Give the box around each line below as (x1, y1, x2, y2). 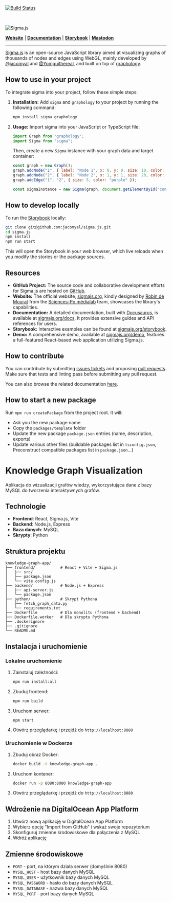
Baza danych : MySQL (12, 527, 59, 533)
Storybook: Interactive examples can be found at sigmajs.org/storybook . (12, 326, 167, 332)
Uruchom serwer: (12, 708, 50, 714)
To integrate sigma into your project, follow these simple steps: (5, 89, 138, 95)
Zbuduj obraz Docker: (12, 751, 59, 757)
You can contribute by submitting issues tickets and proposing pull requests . (5, 365, 167, 371)
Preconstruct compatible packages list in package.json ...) (12, 446, 134, 453)
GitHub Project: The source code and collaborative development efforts (12, 282, 165, 288)
